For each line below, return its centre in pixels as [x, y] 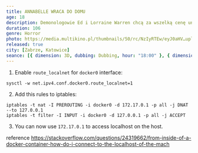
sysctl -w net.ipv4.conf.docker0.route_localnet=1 [70, 83]
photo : [14, 39]
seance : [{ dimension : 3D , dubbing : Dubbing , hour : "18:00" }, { [88, 56]
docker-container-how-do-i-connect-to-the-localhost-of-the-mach [88, 144]
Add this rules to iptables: [46, 94]
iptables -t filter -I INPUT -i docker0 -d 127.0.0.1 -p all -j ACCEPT [96, 115]
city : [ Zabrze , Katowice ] [38, 50]
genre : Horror [24, 34]
